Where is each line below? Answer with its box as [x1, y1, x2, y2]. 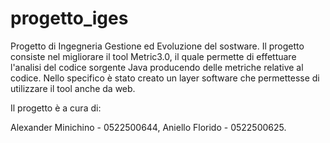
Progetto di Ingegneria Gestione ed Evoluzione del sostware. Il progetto [10, 40, 305, 52]
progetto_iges [10, 7, 129, 30]
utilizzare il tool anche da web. [10, 82, 136, 94]
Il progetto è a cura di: [10, 102, 102, 114]
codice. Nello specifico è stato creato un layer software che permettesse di [10, 72, 320, 84]
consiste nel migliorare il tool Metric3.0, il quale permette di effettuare [10, 50, 297, 62]
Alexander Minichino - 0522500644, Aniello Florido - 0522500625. [10, 121, 287, 133]
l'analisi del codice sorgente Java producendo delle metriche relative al [10, 61, 304, 73]
